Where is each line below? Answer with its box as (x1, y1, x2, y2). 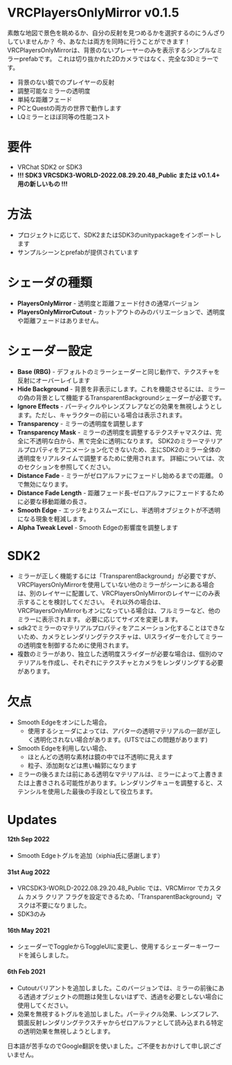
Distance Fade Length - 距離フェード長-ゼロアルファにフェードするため (17, 488, 224, 496)
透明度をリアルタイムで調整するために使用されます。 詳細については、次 (17, 454, 225, 462)
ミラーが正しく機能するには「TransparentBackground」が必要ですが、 (17, 571, 220, 580)
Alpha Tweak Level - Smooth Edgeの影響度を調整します (17, 523, 179, 531)
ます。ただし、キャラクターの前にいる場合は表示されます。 (17, 411, 186, 419)
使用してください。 (17, 1001, 72, 1009)
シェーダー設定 (7, 343, 93, 359)
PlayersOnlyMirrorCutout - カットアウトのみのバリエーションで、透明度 (17, 307, 225, 316)
